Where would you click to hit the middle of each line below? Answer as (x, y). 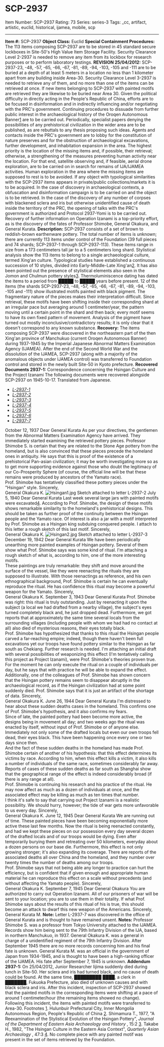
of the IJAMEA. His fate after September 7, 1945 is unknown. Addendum (78, 961)
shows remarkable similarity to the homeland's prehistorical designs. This (79, 508)
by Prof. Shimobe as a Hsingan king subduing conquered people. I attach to (81, 524)
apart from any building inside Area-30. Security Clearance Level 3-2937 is (81, 78)
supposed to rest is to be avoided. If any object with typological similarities (80, 176)
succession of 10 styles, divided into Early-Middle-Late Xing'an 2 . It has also (81, 265)
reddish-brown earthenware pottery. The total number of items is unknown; (81, 234)
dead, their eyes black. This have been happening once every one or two (79, 737)
